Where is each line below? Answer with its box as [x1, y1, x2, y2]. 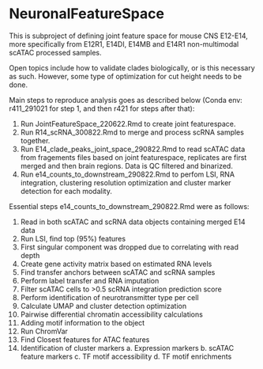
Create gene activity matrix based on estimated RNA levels [20, 259, 212, 268]
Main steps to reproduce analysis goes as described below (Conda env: [9, 95, 243, 105]
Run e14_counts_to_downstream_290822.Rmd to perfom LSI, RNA [20, 169, 235, 179]
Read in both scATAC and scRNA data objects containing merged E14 [20, 217, 246, 226]
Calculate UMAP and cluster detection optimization [20, 301, 187, 310]
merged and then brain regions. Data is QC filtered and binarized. [20, 161, 234, 170]
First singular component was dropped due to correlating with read [20, 242, 239, 252]
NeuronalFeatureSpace [9, 5, 165, 23]
